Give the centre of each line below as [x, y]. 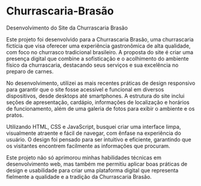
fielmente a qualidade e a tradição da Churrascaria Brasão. [79, 176]
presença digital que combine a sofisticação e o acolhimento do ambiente [97, 58]
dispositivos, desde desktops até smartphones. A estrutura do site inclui [95, 96]
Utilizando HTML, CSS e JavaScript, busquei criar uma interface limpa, [94, 126]
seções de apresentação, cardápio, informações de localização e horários [98, 102]
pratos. [15, 115]
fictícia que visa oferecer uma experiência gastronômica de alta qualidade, [98, 46]
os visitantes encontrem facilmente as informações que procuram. [88, 146]
